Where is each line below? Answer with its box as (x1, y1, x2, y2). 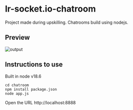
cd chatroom (5, 82, 29, 88)
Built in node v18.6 (5, 73, 42, 79)
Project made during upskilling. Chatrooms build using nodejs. (5, 19, 129, 25)
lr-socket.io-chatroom (5, 3, 96, 15)
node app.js (5, 91, 29, 96)
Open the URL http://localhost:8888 (5, 99, 76, 105)
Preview (5, 33, 30, 42)
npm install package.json (5, 87, 57, 92)
